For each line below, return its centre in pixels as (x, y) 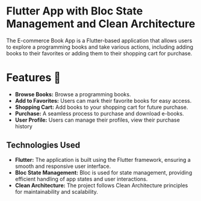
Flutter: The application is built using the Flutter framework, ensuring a (103, 159)
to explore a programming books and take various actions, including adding (100, 47)
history (24, 126)
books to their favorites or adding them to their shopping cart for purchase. (99, 53)
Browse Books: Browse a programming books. (73, 94)
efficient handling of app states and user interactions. (81, 179)
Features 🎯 (34, 78)
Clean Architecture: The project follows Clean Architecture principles (101, 185)
